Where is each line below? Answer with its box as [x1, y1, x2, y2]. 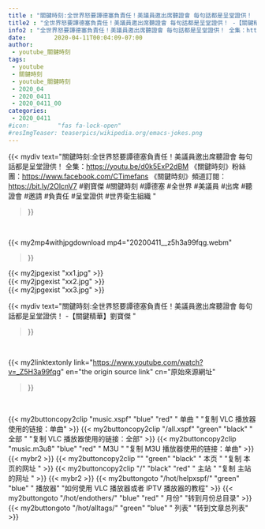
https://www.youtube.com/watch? [92, 357, 203, 367]
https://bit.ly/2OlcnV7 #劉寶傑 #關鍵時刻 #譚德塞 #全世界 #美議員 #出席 [8, 181, 240, 190]
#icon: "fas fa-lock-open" [8, 122, 122, 129]
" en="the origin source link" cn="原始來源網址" [60, 366, 216, 376]
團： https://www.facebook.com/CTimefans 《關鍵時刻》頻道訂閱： [8, 171, 227, 181]
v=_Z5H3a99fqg [8, 366, 62, 376]
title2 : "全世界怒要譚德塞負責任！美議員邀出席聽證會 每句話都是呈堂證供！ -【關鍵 [8, 19, 254, 27]
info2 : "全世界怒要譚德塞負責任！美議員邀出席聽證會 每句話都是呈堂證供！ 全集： [8, 26, 247, 34]
